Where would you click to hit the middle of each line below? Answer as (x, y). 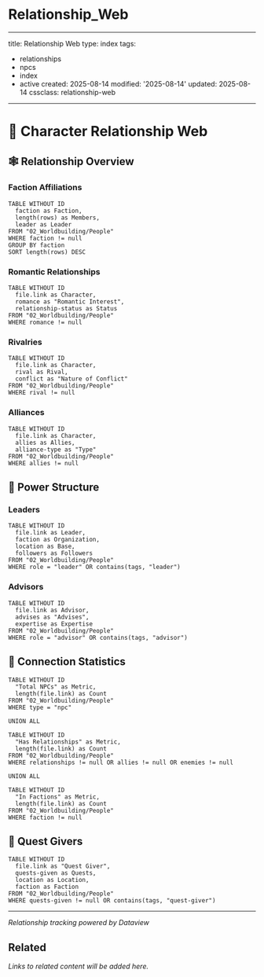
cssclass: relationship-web (72, 92)
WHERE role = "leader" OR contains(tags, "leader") (94, 567)
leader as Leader (44, 224)
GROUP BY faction (37, 245)
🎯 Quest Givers (46, 841)
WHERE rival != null (42, 393)
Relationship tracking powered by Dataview (79, 923)
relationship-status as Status (66, 309)
